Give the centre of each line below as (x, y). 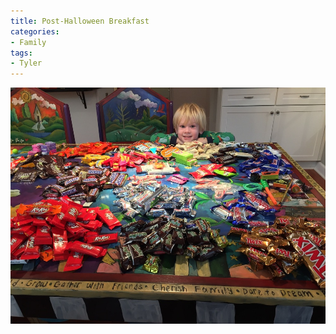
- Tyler (26, 63)
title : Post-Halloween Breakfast (80, 21)
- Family (28, 42)
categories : (35, 31)
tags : (21, 53)
